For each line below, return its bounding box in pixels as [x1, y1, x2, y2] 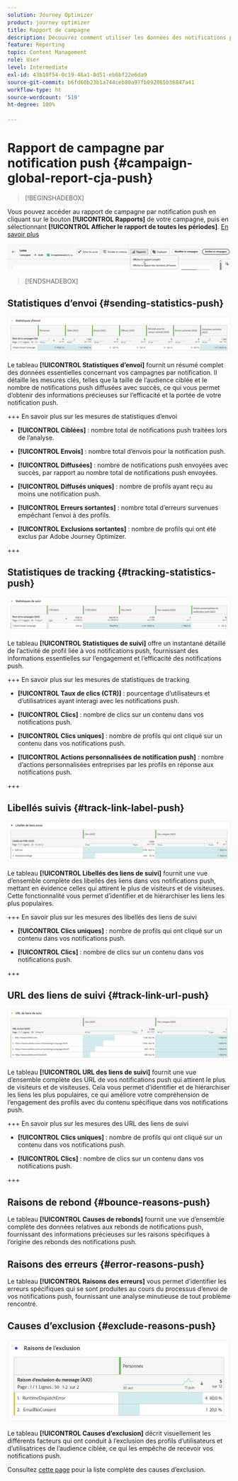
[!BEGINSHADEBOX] [24, 194, 84, 202]
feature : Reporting [7, 41, 65, 49]
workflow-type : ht [7, 86, 62, 94]
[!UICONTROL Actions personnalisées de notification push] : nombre [17, 752, 225, 761]
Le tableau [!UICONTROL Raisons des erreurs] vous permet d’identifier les [7, 1277, 227, 1285]
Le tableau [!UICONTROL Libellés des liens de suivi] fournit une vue [7, 868, 208, 877]
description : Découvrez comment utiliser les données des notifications [7, 34, 227, 41]
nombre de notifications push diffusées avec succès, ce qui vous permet [7, 384, 220, 391]
